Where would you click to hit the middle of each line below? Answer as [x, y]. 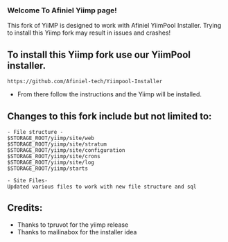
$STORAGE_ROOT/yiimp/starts [48, 168]
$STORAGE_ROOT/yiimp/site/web [51, 138]
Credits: [25, 208]
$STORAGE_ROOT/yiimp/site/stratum [57, 144]
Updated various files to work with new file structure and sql [102, 187]
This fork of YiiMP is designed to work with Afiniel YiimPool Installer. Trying [114, 26]
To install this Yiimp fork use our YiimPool [99, 54]
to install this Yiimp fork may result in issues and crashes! [89, 33]
